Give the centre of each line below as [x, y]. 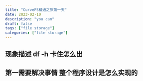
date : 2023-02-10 [23, 14]
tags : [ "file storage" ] [30, 28]
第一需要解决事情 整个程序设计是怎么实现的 [71, 73]
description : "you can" [30, 19]
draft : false [19, 24]
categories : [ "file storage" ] [37, 33]
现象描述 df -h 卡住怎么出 [44, 54]
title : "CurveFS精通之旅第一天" [36, 10]
